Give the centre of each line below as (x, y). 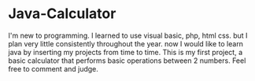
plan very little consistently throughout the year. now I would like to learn (126, 43)
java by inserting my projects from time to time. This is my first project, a (126, 52)
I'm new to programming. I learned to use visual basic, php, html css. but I (128, 35)
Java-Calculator (62, 14)
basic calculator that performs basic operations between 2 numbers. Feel (127, 61)
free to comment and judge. (53, 68)
